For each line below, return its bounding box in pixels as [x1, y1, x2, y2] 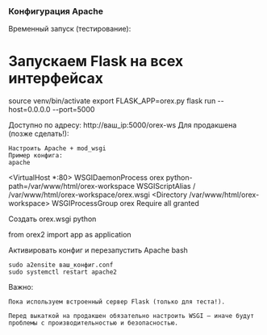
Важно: [8, 283, 34, 292]
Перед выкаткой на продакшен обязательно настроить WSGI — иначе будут [8, 312, 254, 320]
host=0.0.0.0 [8, 105, 51, 115]
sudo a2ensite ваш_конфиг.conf [8, 261, 114, 270]
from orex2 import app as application [8, 230, 131, 240]
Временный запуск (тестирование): [8, 24, 131, 34]
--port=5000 [52, 105, 95, 115]
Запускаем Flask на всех [8, 52, 184, 70]
